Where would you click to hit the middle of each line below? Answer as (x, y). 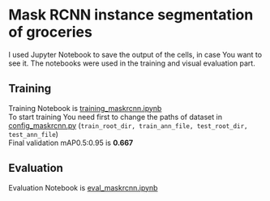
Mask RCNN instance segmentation (131, 15)
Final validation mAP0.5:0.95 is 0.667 (71, 143)
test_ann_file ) (34, 134)
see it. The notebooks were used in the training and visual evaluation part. (132, 63)
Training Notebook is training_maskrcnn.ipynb (85, 108)
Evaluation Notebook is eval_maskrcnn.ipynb (83, 187)
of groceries (51, 32)
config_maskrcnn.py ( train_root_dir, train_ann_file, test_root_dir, (129, 125)
